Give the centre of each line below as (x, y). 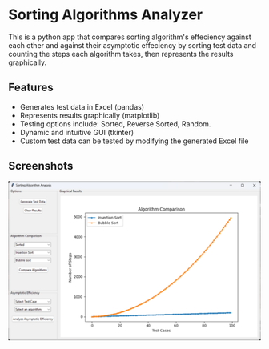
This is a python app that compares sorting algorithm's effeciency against (130, 37)
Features (31, 88)
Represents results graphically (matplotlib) (90, 115)
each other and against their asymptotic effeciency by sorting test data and (132, 45)
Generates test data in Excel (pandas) (82, 106)
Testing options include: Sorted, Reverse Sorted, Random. (115, 124)
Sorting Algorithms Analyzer (106, 15)
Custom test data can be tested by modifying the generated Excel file (134, 141)
